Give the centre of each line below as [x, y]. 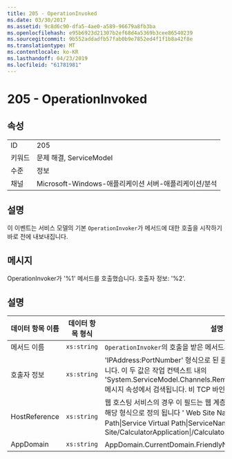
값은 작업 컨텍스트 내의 [172, 371]
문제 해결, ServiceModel [75, 157]
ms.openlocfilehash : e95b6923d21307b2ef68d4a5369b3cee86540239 [100, 33]
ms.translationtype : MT [41, 46]
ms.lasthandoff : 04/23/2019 [48, 59]
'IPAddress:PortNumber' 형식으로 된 [162, 360]
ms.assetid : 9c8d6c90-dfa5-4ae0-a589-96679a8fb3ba [81, 26]
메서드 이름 [28, 347]
